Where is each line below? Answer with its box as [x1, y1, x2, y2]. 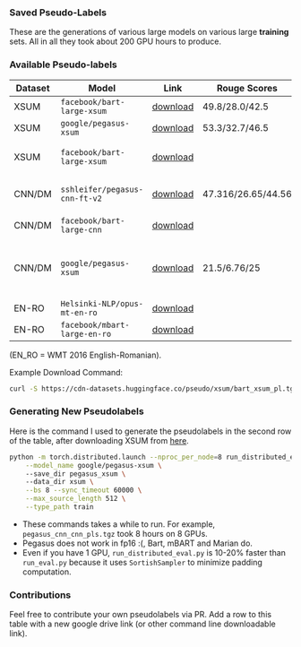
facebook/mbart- [60, 320, 130, 330]
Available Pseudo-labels [9, 58, 118, 71]
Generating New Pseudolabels [9, 405, 145, 418]
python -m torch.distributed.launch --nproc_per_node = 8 [9, 453, 222, 462]
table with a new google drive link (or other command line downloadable [9, 618, 276, 629]
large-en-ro [60, 329, 112, 339]
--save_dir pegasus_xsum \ [25, 469, 126, 479]
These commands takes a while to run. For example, [21, 518, 216, 530]
